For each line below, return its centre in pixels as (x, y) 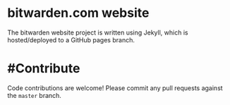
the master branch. (35, 95)
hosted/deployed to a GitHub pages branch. (71, 39)
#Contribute (44, 69)
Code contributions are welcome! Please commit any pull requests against (115, 88)
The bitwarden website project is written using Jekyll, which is (98, 32)
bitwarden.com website (78, 13)
